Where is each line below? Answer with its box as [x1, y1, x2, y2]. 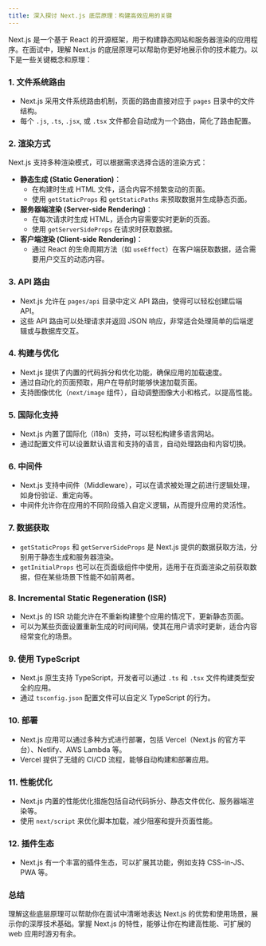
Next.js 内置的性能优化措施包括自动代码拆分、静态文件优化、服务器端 [19, 796, 248, 805]
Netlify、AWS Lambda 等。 [37, 744, 127, 754]
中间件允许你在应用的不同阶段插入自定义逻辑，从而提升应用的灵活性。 [19, 501, 251, 510]
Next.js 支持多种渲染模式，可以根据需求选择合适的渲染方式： [8, 157, 208, 168]
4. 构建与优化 [8, 348, 60, 359]
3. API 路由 [8, 276, 50, 287]
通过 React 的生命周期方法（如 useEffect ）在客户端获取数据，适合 [31, 244, 249, 254]
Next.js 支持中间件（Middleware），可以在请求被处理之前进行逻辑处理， [19, 481, 255, 490]
